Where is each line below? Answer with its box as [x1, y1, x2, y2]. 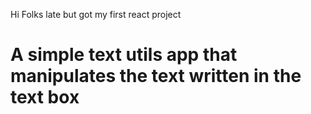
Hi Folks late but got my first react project [10, 9, 182, 20]
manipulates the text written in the [10, 65, 302, 88]
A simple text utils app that [10, 44, 238, 66]
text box [10, 86, 80, 109]
